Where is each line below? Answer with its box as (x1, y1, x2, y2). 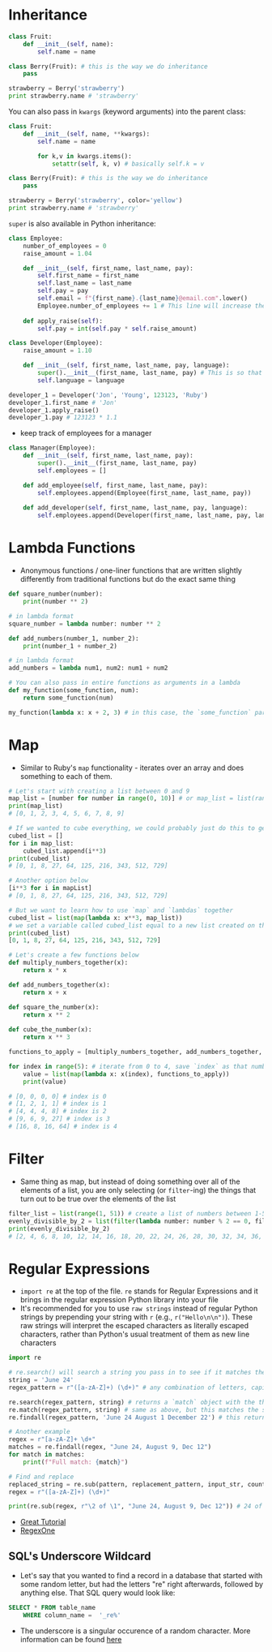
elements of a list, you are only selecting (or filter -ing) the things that (19, 1185, 257, 1194)
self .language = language (37, 376, 125, 385)
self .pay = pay (37, 286, 89, 295)
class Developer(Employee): (8, 339, 104, 347)
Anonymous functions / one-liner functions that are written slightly (19, 566, 243, 575)
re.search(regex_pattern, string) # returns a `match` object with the (8, 1398, 255, 1406)
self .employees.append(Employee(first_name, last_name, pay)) (37, 488, 252, 497)
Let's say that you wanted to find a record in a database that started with (19, 1571, 263, 1581)
